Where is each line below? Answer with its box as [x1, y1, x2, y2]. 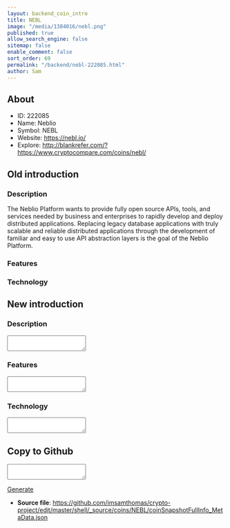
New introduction [7, 298, 84, 311]
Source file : [17, 498, 52, 507]
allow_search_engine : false [7, 36, 88, 43]
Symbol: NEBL [17, 126, 59, 135]
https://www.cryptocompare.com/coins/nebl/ [17, 148, 146, 157]
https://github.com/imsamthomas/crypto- [52, 498, 171, 507]
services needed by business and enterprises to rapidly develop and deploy [7, 212, 223, 220]
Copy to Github [7, 445, 74, 457]
